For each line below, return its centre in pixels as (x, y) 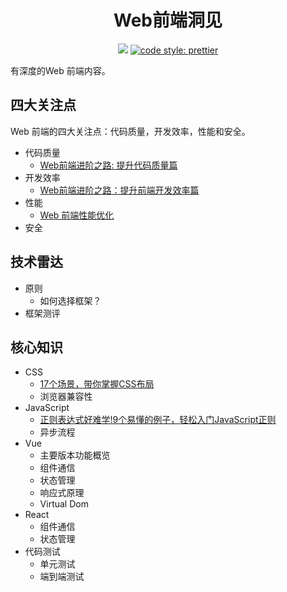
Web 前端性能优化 (77, 215)
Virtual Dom (64, 504)
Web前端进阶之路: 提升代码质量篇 (108, 165)
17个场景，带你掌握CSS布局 (97, 384)
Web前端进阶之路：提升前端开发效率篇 (119, 190)
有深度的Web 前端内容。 (60, 70)
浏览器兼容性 (66, 397)
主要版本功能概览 (75, 455)
